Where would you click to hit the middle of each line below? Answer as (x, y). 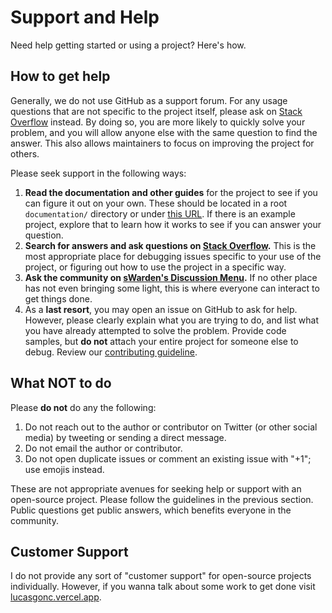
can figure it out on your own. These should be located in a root (156, 203)
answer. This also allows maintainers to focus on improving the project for (162, 143)
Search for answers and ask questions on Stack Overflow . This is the (170, 245)
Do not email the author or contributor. (103, 448)
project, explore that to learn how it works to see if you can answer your (173, 224)
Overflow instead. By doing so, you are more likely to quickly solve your (158, 122)
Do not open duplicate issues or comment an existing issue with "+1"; (168, 458)
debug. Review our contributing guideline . (111, 352)
